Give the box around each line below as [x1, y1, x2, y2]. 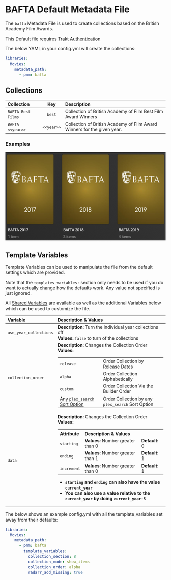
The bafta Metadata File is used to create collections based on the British [5, 20, 159, 26]
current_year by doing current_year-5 [65, 496, 146, 502]
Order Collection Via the [103, 383, 154, 389]
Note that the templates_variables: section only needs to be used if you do [5, 280, 164, 286]
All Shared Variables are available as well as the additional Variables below [5, 300, 161, 306]
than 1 [84, 455, 98, 462]
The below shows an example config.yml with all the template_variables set [5, 511, 163, 517]
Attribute [60, 431, 79, 437]
